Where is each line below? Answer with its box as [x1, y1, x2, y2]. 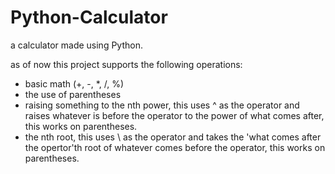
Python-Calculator [10, 6, 168, 29]
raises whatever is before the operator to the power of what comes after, [24, 109, 325, 121]
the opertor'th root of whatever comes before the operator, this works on [24, 141, 326, 153]
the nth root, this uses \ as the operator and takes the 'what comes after [24, 131, 322, 143]
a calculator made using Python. [10, 39, 143, 51]
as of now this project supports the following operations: [10, 58, 243, 70]
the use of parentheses [24, 88, 122, 100]
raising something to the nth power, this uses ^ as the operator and [24, 99, 300, 111]
